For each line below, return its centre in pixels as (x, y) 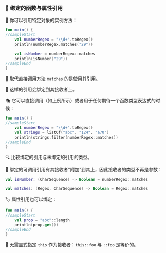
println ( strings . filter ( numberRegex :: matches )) (66, 137)
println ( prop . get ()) (36, 225)
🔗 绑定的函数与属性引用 (34, 8)
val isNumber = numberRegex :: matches (55, 54)
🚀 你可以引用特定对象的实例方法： (41, 20)
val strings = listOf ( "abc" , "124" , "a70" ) (62, 132)
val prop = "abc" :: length (42, 220)
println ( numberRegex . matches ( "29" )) (54, 44)
